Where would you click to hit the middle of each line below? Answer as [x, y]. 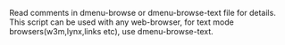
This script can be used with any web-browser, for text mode [122, 22]
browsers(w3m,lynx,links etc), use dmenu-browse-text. [112, 31]
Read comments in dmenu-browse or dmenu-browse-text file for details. [143, 13]
